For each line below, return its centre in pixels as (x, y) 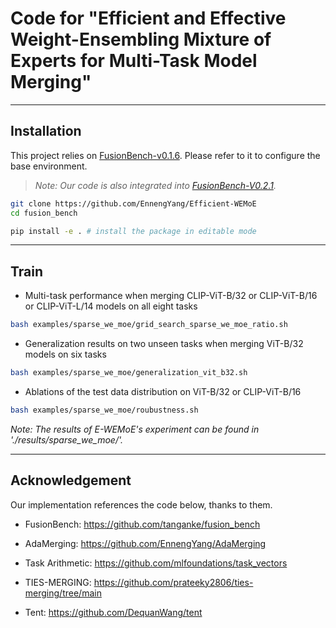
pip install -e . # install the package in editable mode (133, 231)
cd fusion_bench (44, 213)
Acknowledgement (71, 480)
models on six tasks (65, 354)
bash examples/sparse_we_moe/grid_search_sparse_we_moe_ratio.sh (149, 325)
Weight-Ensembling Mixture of (141, 39)
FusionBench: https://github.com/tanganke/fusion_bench (142, 524)
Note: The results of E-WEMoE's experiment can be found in (135, 429)
